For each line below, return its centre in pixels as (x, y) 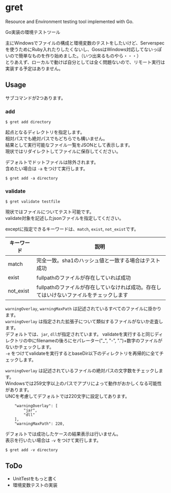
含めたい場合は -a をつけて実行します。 (47, 169)
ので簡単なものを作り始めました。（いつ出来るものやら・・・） (75, 56)
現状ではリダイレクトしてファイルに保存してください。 (63, 151)
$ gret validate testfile (33, 202)
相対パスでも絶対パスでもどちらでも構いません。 (56, 139)
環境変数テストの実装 (35, 485)
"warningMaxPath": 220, (40, 424)
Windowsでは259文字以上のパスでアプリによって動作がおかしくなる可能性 (83, 384)
